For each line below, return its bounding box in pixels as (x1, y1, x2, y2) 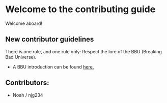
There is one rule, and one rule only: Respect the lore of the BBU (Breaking (5, 48, 162, 54)
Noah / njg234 (12, 92, 43, 98)
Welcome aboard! (5, 20, 42, 26)
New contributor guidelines (5, 35, 94, 44)
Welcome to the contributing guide (5, 4, 156, 15)
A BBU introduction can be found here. (12, 63, 94, 70)
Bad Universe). (5, 54, 37, 60)
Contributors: (5, 79, 49, 87)
